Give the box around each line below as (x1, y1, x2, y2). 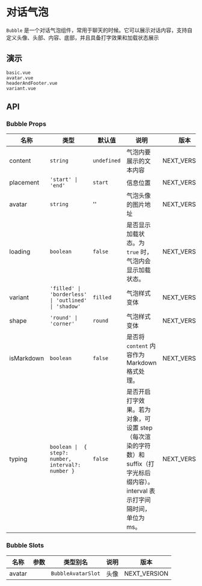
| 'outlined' (50, 297, 87, 304)
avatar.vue (6, 75, 34, 81)
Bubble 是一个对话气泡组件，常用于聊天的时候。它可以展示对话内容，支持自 (6, 26, 192, 34)
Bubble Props (6, 120, 47, 128)
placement (9, 179, 40, 187)
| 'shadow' (50, 303, 81, 310)
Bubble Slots (6, 542, 44, 550)
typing (9, 455, 28, 463)
